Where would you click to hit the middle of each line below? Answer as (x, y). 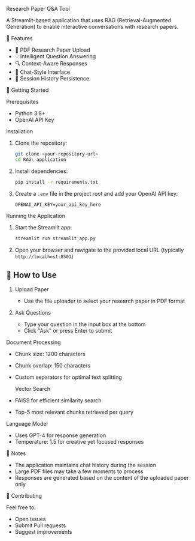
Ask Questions (33, 313)
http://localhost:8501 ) (44, 256)
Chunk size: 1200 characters (50, 354)
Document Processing (33, 342)
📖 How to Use (31, 275)
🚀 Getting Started (28, 90)
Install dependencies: (41, 171)
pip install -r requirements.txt (57, 182)
